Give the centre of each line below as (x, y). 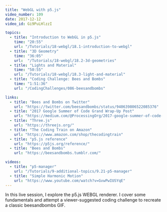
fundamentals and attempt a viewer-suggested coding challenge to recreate (83, 200)
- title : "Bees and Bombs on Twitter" (50, 102)
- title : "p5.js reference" (39, 139)
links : (12, 97)
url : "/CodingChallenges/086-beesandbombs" (60, 88)
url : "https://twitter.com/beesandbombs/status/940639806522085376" (86, 107)
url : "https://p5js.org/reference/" (52, 144)
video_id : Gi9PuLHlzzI (29, 24)
